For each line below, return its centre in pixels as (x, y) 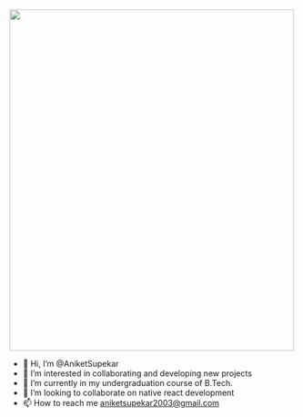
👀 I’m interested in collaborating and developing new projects (137, 373)
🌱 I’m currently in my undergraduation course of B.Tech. (128, 383)
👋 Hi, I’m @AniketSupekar (71, 364)
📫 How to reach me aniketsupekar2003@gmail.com (121, 403)
